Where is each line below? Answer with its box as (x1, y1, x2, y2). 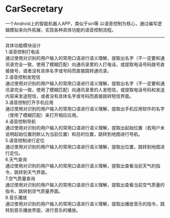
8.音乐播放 (5, 194, 27, 200)
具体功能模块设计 (5, 42, 41, 48)
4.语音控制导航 (5, 118, 36, 124)
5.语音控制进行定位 (5, 137, 45, 143)
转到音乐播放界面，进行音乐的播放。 (5, 207, 81, 213)
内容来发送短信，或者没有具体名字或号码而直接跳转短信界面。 (5, 93, 134, 99)
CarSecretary (5, 3, 63, 15)
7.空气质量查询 (5, 175, 35, 181)
